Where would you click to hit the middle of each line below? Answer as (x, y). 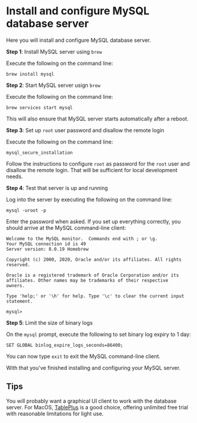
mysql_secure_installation (39, 153)
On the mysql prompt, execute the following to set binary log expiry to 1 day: (99, 334)
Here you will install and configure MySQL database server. (79, 40)
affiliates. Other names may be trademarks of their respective (87, 280)
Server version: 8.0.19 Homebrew (47, 249)
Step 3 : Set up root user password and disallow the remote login (85, 130)
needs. (15, 176)
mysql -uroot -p (26, 210)
